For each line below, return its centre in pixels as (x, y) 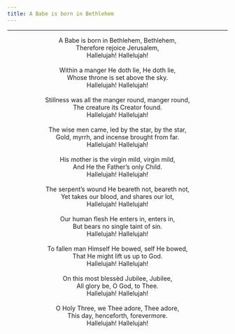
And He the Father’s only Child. (117, 167)
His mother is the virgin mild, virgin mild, (117, 159)
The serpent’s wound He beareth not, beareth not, (117, 189)
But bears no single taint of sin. (117, 226)
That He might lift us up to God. (117, 256)
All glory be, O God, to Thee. (117, 286)
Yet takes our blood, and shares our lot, (117, 196)
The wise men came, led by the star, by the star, (117, 130)
